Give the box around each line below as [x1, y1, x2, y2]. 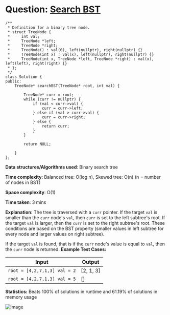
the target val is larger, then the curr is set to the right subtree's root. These [5, 220, 165, 226]
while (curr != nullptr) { [23, 96, 81, 102]
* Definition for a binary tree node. [7, 25, 90, 30]
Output [82, 258, 100, 265]
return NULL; [23, 141, 52, 146]
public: [5, 78, 22, 84]
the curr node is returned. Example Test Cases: [5, 246, 106, 252]
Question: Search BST [5, 4, 101, 15]
